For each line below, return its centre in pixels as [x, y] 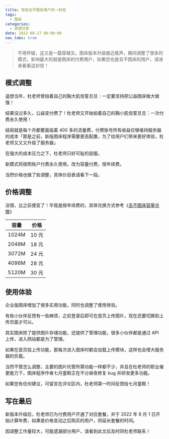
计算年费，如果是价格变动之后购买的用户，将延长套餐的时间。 [73, 420]
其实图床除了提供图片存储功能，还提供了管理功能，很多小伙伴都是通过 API [82, 333]
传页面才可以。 [21, 322]
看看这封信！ [35, 65]
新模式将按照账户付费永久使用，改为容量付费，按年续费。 [65, 164]
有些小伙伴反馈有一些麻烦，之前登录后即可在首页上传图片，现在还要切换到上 [84, 316]
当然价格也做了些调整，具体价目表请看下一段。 [54, 175]
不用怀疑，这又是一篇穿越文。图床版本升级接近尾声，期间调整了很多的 [90, 53]
